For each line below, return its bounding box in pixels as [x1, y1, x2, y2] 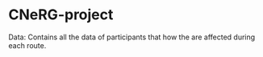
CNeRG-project [8, 6, 114, 24]
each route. [8, 40, 47, 50]
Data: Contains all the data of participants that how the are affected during [8, 32, 256, 42]
